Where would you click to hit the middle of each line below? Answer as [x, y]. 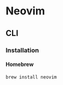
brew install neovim [31, 77]
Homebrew [20, 65]
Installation [22, 50]
